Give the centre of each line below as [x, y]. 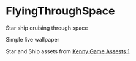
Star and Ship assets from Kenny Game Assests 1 [68, 51]
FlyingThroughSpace [60, 11]
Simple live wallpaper [32, 39]
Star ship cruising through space [47, 28]
